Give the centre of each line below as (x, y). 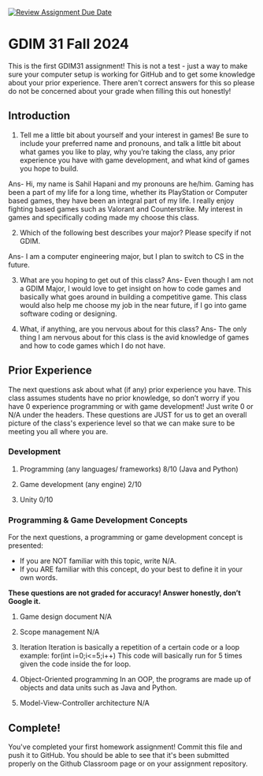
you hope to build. (49, 168)
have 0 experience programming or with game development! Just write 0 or (131, 406)
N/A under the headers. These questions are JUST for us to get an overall (128, 414)
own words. (39, 578)
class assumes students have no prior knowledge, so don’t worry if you (124, 398)
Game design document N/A (66, 617)
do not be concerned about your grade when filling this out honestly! (120, 91)
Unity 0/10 (36, 499)
